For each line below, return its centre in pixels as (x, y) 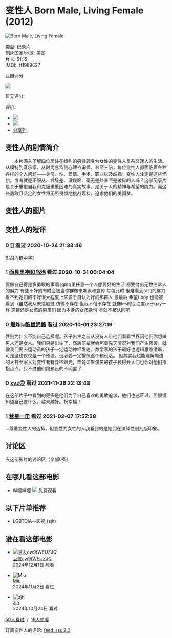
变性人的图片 (26, 211)
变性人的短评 (26, 230)
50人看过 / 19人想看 (27, 620)
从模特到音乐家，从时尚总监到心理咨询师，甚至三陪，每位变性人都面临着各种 (86, 167)
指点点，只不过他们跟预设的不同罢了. (44, 369)
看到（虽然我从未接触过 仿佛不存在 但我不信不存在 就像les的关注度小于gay (84, 304)
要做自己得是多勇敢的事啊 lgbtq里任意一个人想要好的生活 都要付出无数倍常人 (86, 284)
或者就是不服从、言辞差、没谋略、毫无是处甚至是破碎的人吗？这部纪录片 (90, 180)
